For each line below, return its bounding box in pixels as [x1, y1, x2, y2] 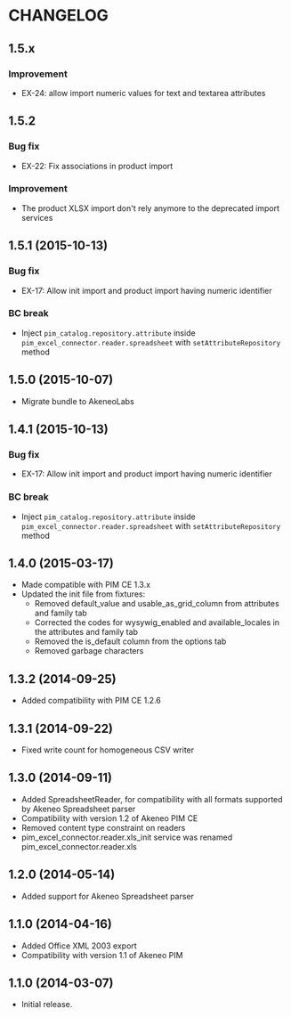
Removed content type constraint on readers [20, 822, 186, 833]
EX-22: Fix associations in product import [20, 160, 174, 171]
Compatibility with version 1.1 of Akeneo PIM [20, 949, 183, 960]
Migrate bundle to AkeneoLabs [20, 395, 134, 406]
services [20, 212, 53, 223]
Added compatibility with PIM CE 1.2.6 [20, 696, 162, 706]
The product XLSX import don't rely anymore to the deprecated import [20, 202, 280, 214]
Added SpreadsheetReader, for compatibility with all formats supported [20, 793, 283, 804]
